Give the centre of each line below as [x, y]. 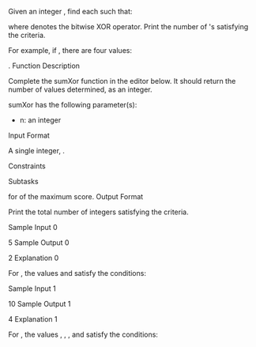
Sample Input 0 [33, 227]
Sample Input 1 [32, 289]
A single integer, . [37, 151]
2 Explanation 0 [34, 258]
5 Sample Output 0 [39, 243]
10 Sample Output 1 [40, 304]
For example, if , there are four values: [70, 50]
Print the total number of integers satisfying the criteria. [98, 212]
